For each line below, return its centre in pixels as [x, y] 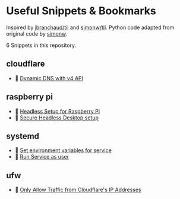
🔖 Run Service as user [42, 157]
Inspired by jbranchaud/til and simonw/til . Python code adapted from [90, 27]
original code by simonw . [37, 33]
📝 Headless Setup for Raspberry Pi [57, 111]
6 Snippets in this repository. [41, 45]
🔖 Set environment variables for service [63, 150]
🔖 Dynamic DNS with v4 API [49, 78]
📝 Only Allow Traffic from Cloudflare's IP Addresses [78, 190]
